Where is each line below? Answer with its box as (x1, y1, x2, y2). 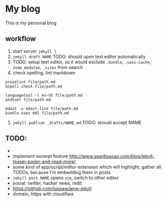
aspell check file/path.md (5, 84, 62, 89)
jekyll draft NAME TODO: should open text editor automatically (12, 53, 146, 59)
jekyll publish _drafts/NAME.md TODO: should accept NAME (12, 119, 142, 125)
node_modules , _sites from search (12, 64, 83, 70)
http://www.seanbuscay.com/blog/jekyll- (69, 153, 155, 159)
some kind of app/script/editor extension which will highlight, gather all (12, 163, 161, 170)
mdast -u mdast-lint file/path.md (5, 106, 79, 111)
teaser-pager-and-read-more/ (12, 158, 76, 164)
